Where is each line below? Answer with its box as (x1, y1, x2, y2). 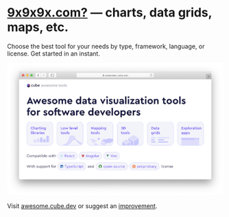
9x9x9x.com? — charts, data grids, (7, 5, 213, 21)
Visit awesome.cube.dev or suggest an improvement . (7, 202, 158, 210)
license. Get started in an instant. (7, 49, 101, 58)
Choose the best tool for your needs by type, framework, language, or (7, 42, 205, 50)
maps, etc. (7, 19, 69, 35)
